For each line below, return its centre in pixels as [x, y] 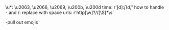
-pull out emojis [22, 22]
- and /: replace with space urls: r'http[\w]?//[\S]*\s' [59, 12]
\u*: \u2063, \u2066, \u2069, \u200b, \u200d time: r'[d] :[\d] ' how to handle [85, 7]
